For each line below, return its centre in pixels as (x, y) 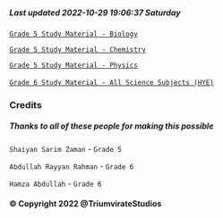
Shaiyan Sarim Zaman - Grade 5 (66, 148)
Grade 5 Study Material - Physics (74, 65)
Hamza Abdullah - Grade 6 (56, 183)
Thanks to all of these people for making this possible (111, 126)
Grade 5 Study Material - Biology (74, 34)
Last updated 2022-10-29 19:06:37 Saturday (95, 13)
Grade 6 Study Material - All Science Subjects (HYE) (112, 82)
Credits (26, 105)
